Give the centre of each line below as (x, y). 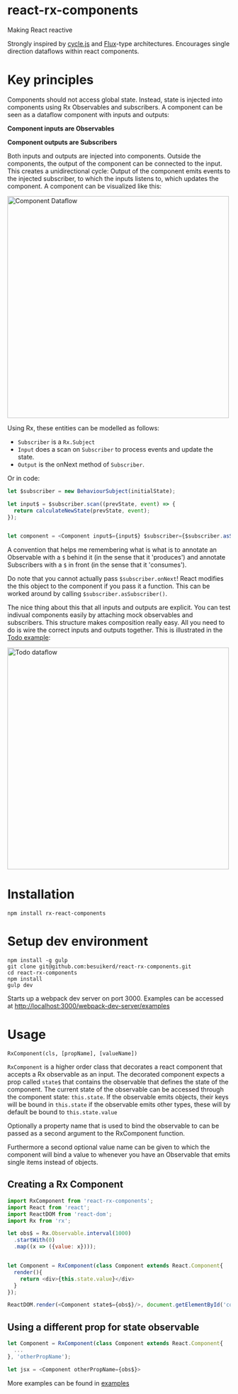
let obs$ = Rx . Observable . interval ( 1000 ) (69, 1234)
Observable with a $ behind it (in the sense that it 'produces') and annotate (117, 557)
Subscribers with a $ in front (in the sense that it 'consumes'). (97, 565)
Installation (41, 894)
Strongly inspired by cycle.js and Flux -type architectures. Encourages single (119, 43)
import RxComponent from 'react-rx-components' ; (80, 1201)
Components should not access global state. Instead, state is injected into (115, 99)
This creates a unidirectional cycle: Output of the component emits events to (119, 171)
